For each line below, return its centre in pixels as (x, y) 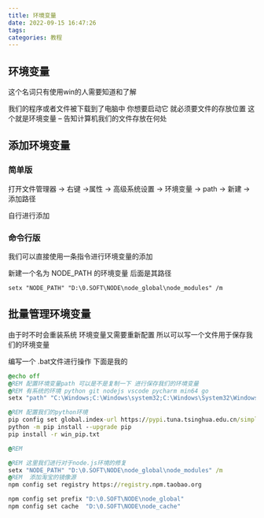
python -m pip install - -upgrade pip (70, 427)
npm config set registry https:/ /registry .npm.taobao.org (105, 485)
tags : (17, 30)
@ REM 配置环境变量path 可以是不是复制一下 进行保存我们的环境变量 (103, 383)
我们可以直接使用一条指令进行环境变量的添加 (81, 256)
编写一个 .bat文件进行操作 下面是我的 (68, 361)
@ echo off (24, 376)
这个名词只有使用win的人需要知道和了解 (73, 92)
